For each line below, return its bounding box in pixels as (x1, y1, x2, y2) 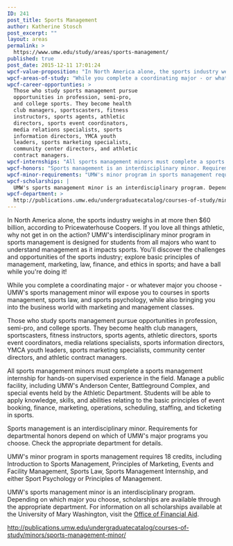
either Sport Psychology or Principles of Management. (7, 475, 163, 482)
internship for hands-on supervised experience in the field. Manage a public (7, 374, 225, 382)
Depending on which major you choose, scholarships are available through (7, 495, 221, 503)
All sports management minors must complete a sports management (7, 367, 203, 375)
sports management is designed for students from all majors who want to (7, 238, 216, 246)
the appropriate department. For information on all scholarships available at (7, 503, 223, 511)
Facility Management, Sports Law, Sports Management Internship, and (7, 467, 209, 475)
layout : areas (7, 36, 49, 43)
